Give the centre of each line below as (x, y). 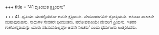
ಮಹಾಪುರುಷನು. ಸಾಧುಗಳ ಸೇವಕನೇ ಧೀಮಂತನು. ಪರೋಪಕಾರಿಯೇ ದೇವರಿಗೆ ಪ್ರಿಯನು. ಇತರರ (71, 22)
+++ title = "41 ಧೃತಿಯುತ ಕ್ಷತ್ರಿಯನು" (35, 7)
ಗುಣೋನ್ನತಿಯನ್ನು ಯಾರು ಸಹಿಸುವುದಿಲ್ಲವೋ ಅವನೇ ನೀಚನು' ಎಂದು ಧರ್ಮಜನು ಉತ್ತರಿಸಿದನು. (71, 27)
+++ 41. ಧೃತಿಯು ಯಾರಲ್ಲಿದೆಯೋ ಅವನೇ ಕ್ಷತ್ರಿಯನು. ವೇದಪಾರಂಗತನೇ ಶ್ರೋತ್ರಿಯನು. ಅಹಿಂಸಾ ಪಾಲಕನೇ (80, 17)
